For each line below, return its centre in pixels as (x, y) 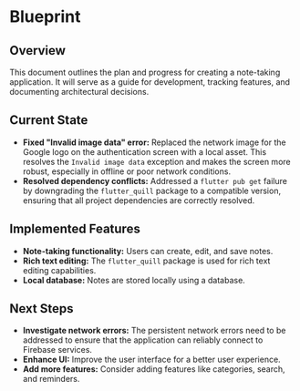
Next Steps (41, 309)
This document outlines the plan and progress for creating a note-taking (145, 72)
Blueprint (45, 17)
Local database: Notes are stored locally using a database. (134, 280)
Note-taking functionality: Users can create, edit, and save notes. (148, 251)
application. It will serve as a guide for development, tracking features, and (150, 82)
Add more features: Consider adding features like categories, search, (154, 369)
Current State (49, 120)
